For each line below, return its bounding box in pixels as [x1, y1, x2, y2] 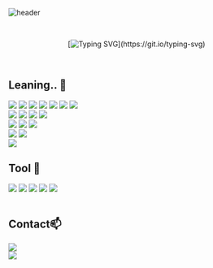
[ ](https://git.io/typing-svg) [67, 39, 206, 49]
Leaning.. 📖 [8, 78, 67, 93]
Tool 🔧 [8, 162, 41, 175]
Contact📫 [8, 218, 63, 231]
